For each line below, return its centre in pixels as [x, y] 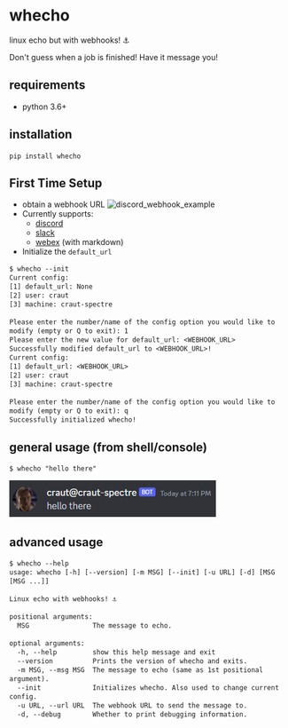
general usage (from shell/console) [109, 447]
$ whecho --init [39, 269]
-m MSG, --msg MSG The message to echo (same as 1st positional [140, 670]
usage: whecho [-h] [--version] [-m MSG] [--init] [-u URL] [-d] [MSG [142, 573]
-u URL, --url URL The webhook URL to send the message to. [132, 706]
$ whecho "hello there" [53, 469]
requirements [47, 85]
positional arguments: [51, 617]
